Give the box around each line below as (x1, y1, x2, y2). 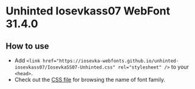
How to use (5, 41, 49, 51)
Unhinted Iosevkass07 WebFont (5, 4, 171, 18)
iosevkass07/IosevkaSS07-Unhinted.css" (14, 64, 116, 70)
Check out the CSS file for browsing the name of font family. (14, 76, 165, 83)
